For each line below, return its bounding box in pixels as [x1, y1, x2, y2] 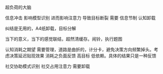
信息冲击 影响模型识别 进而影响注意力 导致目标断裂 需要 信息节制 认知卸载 [5, 15, 156, 21]
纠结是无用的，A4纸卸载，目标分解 [5, 25, 76, 31]
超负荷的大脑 [5, 4, 31, 10]
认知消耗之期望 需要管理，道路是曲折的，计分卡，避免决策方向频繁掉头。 [5, 47, 154, 52]
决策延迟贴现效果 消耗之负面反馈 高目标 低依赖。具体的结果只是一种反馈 [9, 53, 157, 59]
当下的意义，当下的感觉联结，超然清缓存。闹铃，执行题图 [5, 36, 122, 42]
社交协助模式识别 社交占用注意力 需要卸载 [5, 64, 90, 69]
